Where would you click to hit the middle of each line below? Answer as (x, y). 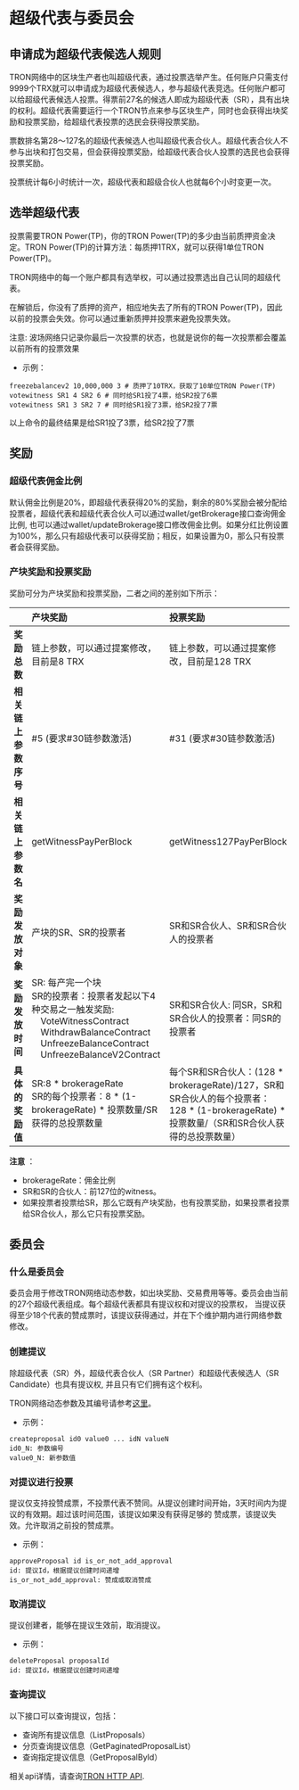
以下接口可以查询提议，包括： (64, 1716)
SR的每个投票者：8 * (76, 1096)
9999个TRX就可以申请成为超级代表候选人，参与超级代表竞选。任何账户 (140, 88)
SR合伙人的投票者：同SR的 (225, 1018)
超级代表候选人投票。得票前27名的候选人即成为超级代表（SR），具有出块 (157, 99)
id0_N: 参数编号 (36, 1448)
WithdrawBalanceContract (96, 1032)
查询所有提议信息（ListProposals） (86, 1735)
